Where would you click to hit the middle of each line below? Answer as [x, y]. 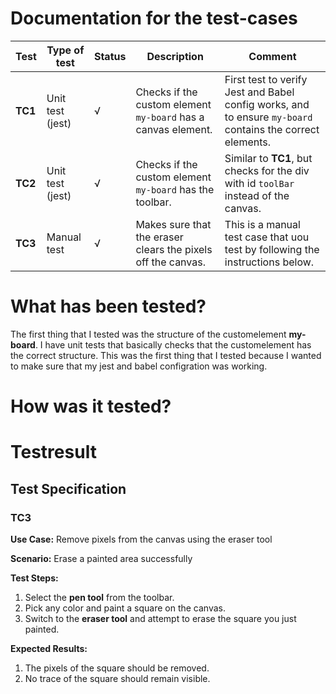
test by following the [272, 249]
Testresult [53, 452]
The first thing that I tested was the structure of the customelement [148, 334]
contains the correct [272, 129]
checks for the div [267, 170]
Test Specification [68, 488]
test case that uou [267, 237]
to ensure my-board [268, 117]
